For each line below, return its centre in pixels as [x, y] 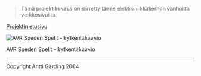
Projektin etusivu [27, 26]
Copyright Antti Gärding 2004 [43, 66]
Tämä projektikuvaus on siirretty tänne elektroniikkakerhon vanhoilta [105, 9]
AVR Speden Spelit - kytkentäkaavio [51, 49]
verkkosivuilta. [39, 15]
